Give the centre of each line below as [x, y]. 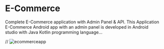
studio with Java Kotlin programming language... [54, 32]
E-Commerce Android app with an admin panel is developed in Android [77, 27]
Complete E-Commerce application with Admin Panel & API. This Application [82, 22]
